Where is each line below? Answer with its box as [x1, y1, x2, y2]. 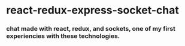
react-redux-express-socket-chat [6, 4, 180, 17]
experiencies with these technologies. [6, 32, 120, 40]
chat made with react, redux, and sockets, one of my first [6, 25, 175, 33]
